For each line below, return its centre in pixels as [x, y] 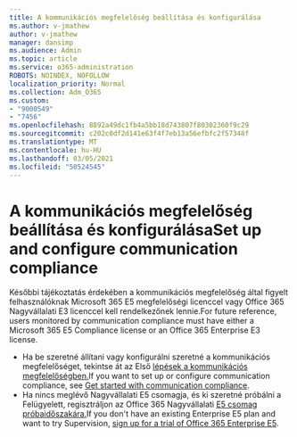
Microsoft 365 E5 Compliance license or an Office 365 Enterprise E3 [135, 330]
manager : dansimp [41, 42]
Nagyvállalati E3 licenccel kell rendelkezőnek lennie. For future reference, [143, 311]
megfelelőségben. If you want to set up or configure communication [146, 376]
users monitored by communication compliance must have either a [132, 321]
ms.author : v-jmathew [49, 26]
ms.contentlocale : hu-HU [55, 150]
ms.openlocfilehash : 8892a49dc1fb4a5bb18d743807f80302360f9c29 [129, 126]
